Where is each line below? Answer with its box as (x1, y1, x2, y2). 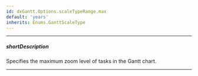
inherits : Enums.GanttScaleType (6, 19, 85, 25)
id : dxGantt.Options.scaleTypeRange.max (6, 8, 107, 15)
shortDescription (6, 43, 49, 50)
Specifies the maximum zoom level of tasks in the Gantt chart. (6, 58, 157, 65)
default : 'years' (6, 14, 49, 20)
